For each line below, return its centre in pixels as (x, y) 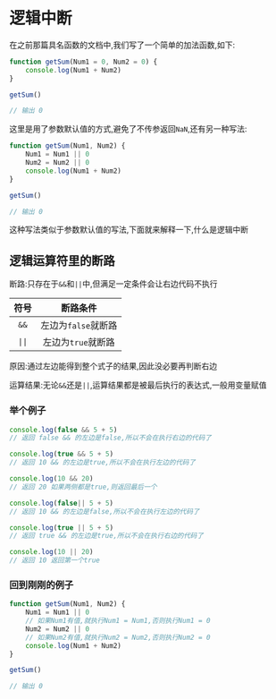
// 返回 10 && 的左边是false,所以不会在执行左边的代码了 (105, 511)
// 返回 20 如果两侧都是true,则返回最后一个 (84, 487)
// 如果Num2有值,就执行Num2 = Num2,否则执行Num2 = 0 (118, 637)
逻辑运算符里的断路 (62, 260)
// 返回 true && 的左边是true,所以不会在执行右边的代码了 (106, 536)
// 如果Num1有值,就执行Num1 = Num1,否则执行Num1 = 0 (118, 621)
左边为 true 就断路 (79, 343)
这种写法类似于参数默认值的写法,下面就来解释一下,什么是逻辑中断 (129, 230)
